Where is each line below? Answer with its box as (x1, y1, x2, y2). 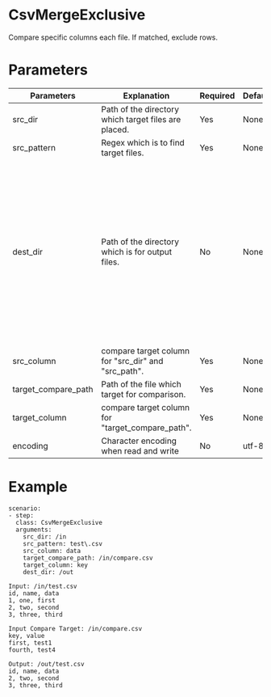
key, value (8, 632, 45, 640)
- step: (8, 511, 35, 519)
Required (199, 90, 236, 101)
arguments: (15, 526, 52, 534)
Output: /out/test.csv (8, 660, 85, 668)
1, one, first (8, 596, 56, 604)
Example (8, 478, 68, 496)
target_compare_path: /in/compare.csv (23, 554, 153, 562)
